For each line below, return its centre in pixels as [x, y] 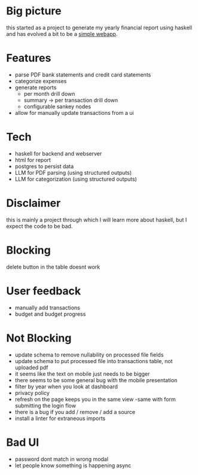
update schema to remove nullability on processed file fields [89, 355]
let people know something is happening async [73, 465]
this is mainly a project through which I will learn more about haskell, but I [97, 220]
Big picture [34, 11]
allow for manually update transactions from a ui [74, 112]
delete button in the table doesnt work [53, 267]
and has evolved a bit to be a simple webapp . [62, 34]
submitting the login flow [45, 406]
